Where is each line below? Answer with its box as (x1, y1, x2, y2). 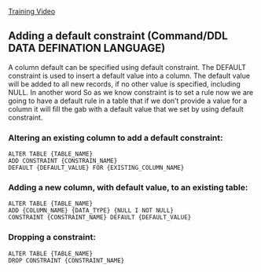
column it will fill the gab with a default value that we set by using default (8, 104, 244, 113)
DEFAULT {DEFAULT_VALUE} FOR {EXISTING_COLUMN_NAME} (8, 164, 185, 172)
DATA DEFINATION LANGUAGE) (8, 42, 166, 55)
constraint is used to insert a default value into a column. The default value (8, 71, 250, 80)
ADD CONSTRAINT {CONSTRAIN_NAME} (8, 157, 118, 165)
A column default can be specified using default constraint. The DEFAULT (8, 62, 246, 72)
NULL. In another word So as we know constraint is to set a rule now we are (8, 87, 254, 97)
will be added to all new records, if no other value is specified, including (8, 79, 241, 89)
